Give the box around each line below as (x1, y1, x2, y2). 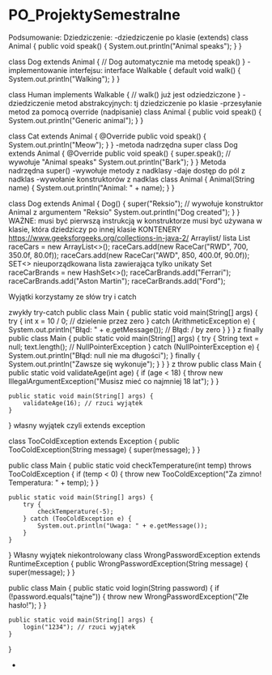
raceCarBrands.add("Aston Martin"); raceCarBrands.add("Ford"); (8, 276, 226, 285)
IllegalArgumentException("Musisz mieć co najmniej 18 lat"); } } (8, 376, 219, 386)
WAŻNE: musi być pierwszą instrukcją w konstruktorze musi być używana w (8, 216, 263, 225)
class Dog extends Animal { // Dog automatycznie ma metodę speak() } (8, 57, 246, 66)
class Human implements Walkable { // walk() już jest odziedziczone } (8, 89, 241, 99)
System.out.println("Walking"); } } (8, 74, 120, 83)
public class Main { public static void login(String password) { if (8, 583, 220, 592)
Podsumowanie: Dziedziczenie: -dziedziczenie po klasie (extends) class (8, 32, 249, 42)
